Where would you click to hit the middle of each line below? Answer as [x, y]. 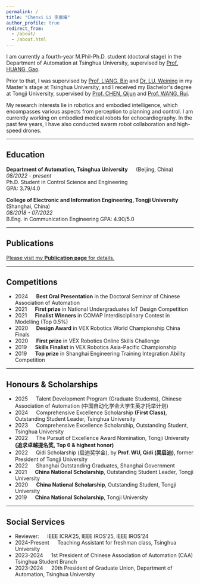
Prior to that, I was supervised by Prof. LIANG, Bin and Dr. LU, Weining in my [99, 81]
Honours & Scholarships [52, 384]
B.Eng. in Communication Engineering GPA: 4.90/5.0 [71, 219]
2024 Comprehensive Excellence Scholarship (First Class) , [91, 412]
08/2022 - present [29, 175]
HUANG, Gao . [23, 69]
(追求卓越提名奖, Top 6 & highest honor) [64, 445]
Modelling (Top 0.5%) [41, 322]
